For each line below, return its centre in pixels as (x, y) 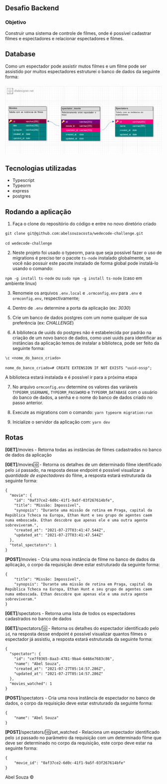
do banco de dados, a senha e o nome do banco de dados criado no (83, 398)
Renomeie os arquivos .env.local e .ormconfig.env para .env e (77, 293)
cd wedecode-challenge (29, 244)
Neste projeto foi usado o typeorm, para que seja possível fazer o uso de (87, 253)
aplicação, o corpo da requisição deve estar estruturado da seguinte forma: (83, 564)
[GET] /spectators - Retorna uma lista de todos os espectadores (70, 613)
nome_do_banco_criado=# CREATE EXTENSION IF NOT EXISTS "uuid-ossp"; (79, 368)
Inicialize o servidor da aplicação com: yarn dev (61, 422)
